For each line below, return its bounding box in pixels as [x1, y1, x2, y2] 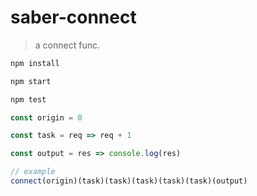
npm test [10, 94, 47, 105]
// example [10, 167, 56, 177]
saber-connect [10, 6, 137, 29]
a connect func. [34, 39, 100, 51]
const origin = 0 [10, 112, 83, 123]
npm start [10, 76, 52, 86]
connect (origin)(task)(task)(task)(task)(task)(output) [10, 176, 248, 186]
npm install [10, 58, 60, 68]
